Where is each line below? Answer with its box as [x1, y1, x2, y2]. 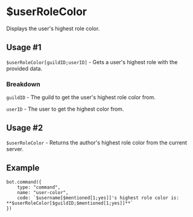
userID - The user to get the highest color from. [6, 105, 124, 113]
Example [6, 163, 40, 173]
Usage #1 [6, 42, 42, 53]
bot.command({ [6, 179, 42, 185]
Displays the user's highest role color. [6, 25, 100, 32]
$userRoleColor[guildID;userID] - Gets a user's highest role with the [6, 58, 178, 65]
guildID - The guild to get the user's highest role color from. [6, 94, 156, 101]
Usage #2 [6, 123, 43, 133]
